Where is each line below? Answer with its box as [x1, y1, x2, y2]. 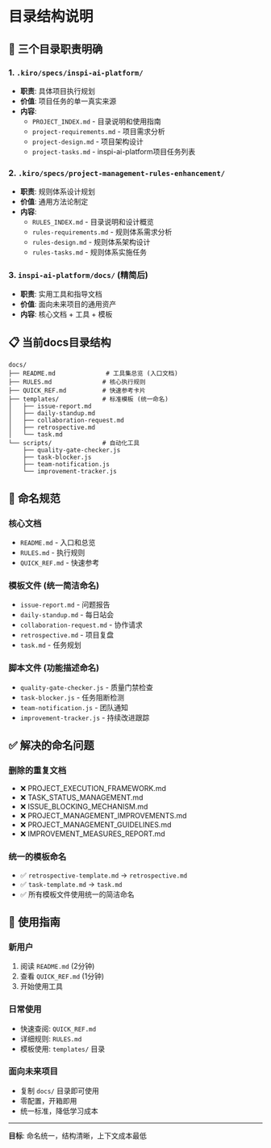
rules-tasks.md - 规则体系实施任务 [31, 247, 148, 257]
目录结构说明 [8, 7, 94, 26]
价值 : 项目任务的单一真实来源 [19, 96, 117, 106]
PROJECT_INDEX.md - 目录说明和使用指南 [31, 116, 161, 126]
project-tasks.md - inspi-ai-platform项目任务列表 [31, 146, 196, 156]
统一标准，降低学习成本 [19, 1106, 98, 1116]
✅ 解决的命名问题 [8, 738, 94, 752]
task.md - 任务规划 [19, 640, 82, 650]
